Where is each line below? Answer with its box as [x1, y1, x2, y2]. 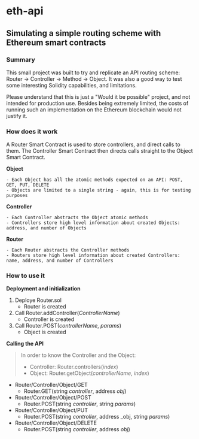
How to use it [6, 271, 45, 280]
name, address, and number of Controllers [6, 258, 114, 264]
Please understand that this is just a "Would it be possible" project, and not [6, 93, 191, 100]
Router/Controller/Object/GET [14, 382, 88, 389]
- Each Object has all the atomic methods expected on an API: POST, [6, 177, 183, 183]
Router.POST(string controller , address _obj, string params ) [23, 413, 170, 420]
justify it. [6, 112, 28, 119]
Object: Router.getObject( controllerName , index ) [29, 370, 149, 377]
